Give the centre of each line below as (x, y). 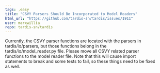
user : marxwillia (23, 23)
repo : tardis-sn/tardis (29, 27)
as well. (13, 67)
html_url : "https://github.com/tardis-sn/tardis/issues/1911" (69, 18)
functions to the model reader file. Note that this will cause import (71, 56)
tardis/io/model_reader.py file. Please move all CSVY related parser (72, 51)
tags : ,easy (17, 9)
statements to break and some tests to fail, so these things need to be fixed (80, 61)
